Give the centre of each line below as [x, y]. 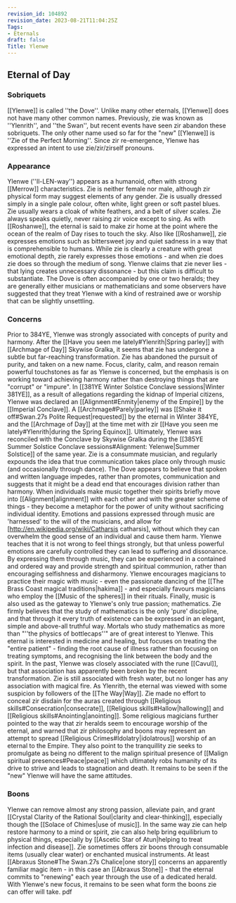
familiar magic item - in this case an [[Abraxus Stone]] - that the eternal [111, 869]
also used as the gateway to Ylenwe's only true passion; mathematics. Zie [114, 604]
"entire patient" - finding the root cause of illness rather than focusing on [113, 649]
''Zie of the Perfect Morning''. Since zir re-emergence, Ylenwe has [104, 140]
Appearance [29, 166]
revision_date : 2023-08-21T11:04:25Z [63, 20]
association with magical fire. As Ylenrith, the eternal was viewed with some [117, 686]
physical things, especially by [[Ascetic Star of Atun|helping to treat [105, 839]
